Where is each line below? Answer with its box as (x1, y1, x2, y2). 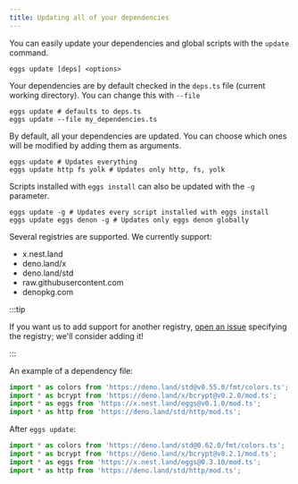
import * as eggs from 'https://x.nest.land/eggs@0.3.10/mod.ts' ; (9, 457, 261, 466)
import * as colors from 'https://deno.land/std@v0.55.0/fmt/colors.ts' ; (9, 382, 290, 392)
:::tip (9, 303, 26, 314)
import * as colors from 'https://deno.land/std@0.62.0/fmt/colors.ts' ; (9, 441, 286, 450)
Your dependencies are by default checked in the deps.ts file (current (9, 80, 266, 90)
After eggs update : (9, 424, 76, 435)
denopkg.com (21, 286, 74, 297)
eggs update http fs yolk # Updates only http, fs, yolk (9, 165, 226, 174)
